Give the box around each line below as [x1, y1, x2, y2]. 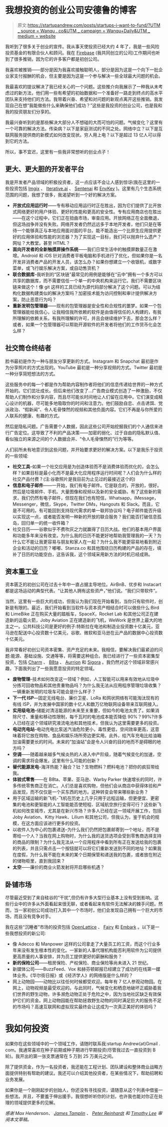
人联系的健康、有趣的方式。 [5, 412, 62, 419]
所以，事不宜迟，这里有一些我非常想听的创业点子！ [5, 148, 110, 154]
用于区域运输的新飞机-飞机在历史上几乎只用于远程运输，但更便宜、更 [12, 795, 155, 801]
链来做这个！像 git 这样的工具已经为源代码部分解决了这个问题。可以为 [12, 284, 156, 290]
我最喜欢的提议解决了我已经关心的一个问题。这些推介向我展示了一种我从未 [5, 83, 158, 89]
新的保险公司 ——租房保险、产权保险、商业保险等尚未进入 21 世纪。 [12, 960, 151, 966]
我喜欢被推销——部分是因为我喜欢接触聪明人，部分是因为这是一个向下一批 [5, 66, 158, 73]
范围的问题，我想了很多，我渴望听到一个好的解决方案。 [5, 192, 119, 198]
